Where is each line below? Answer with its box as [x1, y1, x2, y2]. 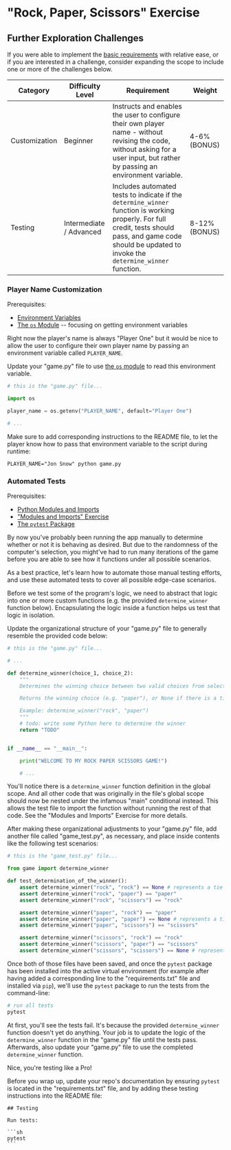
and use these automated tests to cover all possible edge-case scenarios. [7, 576, 217, 584]
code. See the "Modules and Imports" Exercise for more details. [7, 812, 188, 820]
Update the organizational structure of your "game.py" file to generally [7, 625, 208, 633]
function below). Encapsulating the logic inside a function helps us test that [7, 604, 221, 612]
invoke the [112, 249, 146, 258]
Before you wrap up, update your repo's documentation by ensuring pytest [7, 1076, 220, 1085]
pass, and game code [112, 232, 182, 241]
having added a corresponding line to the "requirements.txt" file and [7, 974, 201, 982]
